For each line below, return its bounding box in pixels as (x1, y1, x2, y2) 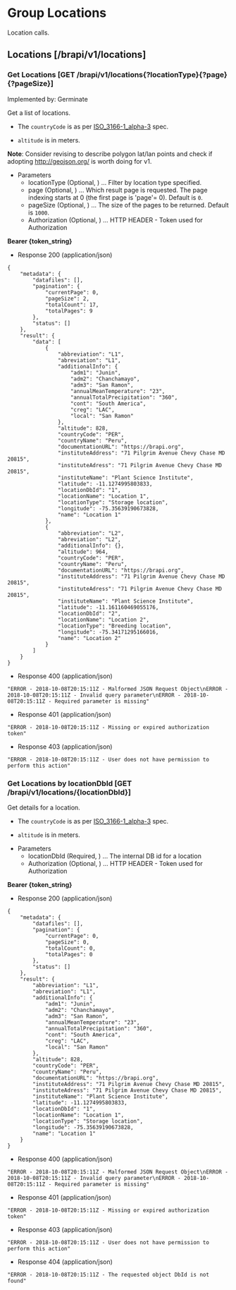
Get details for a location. (7, 803, 81, 812)
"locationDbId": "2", (57, 610, 121, 617)
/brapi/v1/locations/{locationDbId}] (7, 787, 132, 797)
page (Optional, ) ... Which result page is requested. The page (27, 186, 208, 194)
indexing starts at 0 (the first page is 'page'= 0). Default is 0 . (27, 193, 203, 202)
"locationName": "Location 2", (57, 616, 150, 623)
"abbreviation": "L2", (57, 529, 125, 537)
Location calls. (7, 28, 50, 37)
